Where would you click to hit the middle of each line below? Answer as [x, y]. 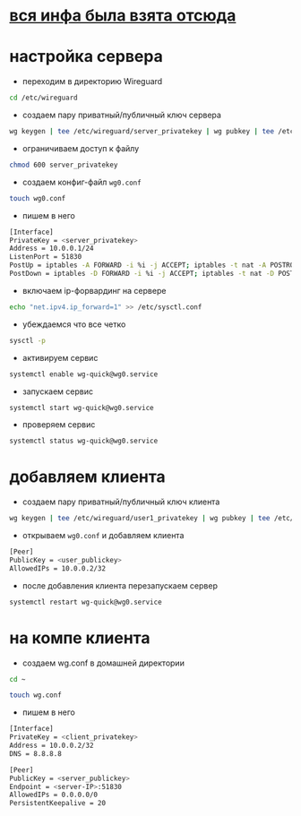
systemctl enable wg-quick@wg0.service [84, 374]
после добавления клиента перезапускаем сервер [120, 585]
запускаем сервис [58, 391]
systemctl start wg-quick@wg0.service [82, 408]
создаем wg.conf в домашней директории [103, 663]
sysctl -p [28, 340]
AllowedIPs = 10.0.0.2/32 [57, 568]
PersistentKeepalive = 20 [57, 803]
